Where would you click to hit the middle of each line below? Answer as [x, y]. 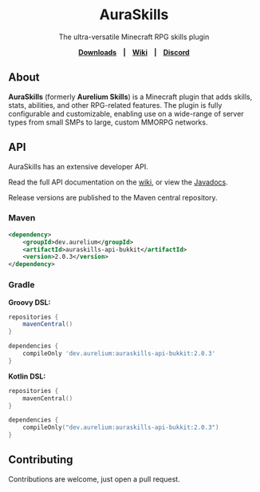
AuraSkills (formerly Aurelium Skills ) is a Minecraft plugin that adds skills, [130, 97]
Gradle [22, 285]
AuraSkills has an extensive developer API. [79, 166]
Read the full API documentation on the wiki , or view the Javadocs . [118, 182]
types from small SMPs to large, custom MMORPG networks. [108, 122]
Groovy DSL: [30, 302]
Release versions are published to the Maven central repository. [113, 197]
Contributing [41, 460]
